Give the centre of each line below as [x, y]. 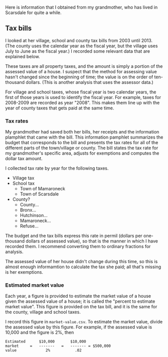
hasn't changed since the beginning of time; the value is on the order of [79, 77]
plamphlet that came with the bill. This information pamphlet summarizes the [84, 137]
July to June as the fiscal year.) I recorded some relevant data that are [78, 51]
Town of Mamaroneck [43, 189]
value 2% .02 [43, 350]
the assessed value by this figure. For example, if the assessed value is [78, 327]
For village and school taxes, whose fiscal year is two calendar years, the [81, 92]
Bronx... [28, 210]
